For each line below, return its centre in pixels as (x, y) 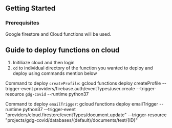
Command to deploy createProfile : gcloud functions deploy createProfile (83, 83)
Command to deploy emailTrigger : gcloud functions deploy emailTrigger (82, 104)
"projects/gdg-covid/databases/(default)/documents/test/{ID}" (72, 120)
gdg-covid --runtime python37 (57, 94)
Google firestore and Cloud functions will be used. (58, 34)
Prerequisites (22, 23)
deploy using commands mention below (55, 73)
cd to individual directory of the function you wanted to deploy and (83, 68)
